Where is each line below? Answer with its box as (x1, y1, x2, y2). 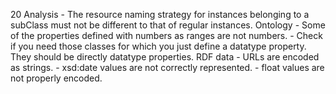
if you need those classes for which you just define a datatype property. (10, 40, 307, 52)
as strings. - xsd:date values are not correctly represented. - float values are (10, 62, 325, 73)
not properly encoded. (10, 72, 103, 84)
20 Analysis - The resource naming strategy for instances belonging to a (10, 9, 310, 20)
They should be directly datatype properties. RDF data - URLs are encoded (10, 51, 320, 63)
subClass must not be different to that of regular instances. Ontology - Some (10, 19, 326, 31)
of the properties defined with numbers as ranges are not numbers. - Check (10, 30, 323, 41)
